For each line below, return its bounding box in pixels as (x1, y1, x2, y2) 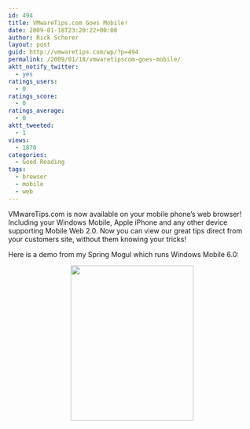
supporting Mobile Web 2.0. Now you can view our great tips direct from (8, 226, 243, 235)
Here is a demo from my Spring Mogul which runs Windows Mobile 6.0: (8, 249, 240, 259)
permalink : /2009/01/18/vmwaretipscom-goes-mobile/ (8, 56, 181, 64)
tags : (8, 166, 26, 173)
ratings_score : (8, 92, 58, 100)
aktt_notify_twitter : (8, 63, 79, 71)
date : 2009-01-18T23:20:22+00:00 (8, 26, 118, 34)
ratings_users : (8, 77, 58, 85)
